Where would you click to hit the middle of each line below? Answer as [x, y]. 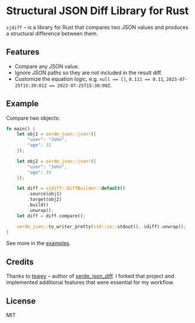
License [21, 301]
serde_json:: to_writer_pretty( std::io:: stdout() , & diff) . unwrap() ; [101, 226]
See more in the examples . [38, 243]
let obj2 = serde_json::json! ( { [56, 161]
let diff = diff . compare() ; [51, 216]
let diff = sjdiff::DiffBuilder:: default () [71, 188]
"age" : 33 [39, 172]
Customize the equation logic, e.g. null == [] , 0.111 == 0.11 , [90, 79]
